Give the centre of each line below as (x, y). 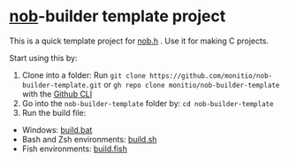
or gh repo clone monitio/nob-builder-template (191, 84)
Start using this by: (43, 58)
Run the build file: (54, 112)
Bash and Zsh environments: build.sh (89, 139)
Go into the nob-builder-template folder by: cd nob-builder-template (148, 103)
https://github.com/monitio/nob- (211, 76)
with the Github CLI (57, 94)
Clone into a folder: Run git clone (84, 75)
